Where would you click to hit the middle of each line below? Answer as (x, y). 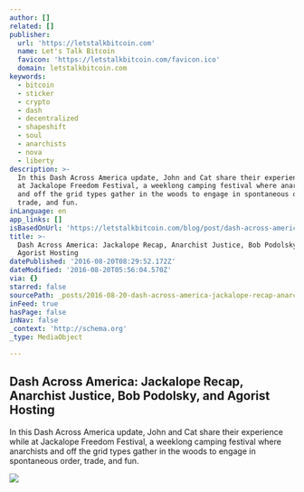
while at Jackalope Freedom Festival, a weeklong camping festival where (146, 441)
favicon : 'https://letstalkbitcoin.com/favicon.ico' (119, 60)
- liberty (36, 161)
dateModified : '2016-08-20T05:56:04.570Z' (90, 270)
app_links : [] (36, 219)
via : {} (24, 279)
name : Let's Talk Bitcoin (66, 52)
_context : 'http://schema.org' (68, 329)
